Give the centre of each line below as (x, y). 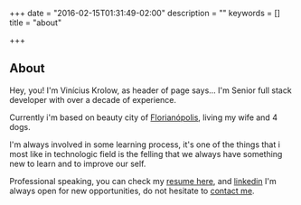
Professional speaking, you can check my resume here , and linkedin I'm (143, 181)
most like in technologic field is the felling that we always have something (146, 154)
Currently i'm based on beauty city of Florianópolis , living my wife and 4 (144, 117)
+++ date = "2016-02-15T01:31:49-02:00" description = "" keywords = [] (145, 13)
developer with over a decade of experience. (93, 99)
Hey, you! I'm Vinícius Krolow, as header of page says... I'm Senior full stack (150, 90)
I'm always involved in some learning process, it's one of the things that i (145, 144)
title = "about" (35, 23)
